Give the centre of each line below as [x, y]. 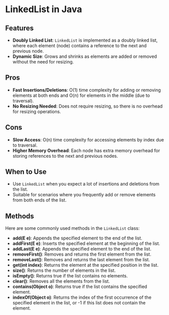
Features [19, 28]
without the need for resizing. [43, 62]
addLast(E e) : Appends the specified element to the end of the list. [82, 249]
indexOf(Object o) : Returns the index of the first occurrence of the [82, 297]
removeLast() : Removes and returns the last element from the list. [81, 260]
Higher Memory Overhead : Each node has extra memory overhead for [86, 150]
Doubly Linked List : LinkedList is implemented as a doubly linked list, [85, 40]
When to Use [26, 172]
